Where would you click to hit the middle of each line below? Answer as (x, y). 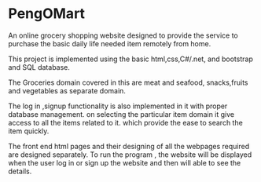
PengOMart (46, 14)
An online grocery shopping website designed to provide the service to (123, 35)
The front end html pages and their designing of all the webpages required (129, 146)
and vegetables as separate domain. (67, 90)
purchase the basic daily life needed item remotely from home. (110, 43)
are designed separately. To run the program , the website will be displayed (130, 155)
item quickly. (29, 131)
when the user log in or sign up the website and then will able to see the (125, 162)
